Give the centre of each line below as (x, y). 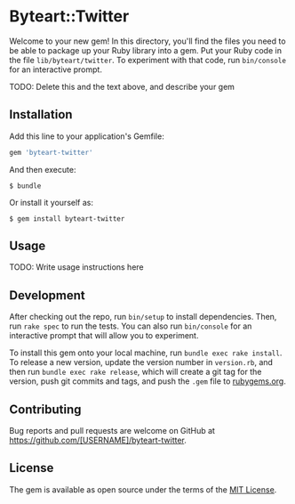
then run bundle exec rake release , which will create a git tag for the (136, 372)
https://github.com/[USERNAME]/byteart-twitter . (98, 440)
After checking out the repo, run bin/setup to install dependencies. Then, (143, 317)
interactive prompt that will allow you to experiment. (104, 336)
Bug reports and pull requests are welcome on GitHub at (112, 431)
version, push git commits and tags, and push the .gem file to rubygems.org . (148, 381)
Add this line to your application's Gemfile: (87, 136)
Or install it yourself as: (51, 202)
